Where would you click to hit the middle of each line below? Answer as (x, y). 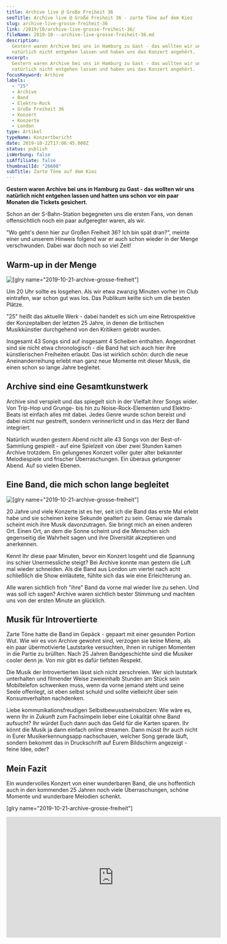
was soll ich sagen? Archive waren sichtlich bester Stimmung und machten (101, 594)
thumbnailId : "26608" (34, 166)
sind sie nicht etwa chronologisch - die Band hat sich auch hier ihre (91, 348)
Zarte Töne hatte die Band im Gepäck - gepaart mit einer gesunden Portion (101, 634)
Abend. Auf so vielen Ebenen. (44, 465)
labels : (16, 80)
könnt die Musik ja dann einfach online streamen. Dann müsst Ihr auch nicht (102, 730)
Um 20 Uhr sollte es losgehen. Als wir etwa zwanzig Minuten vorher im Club (102, 291)
